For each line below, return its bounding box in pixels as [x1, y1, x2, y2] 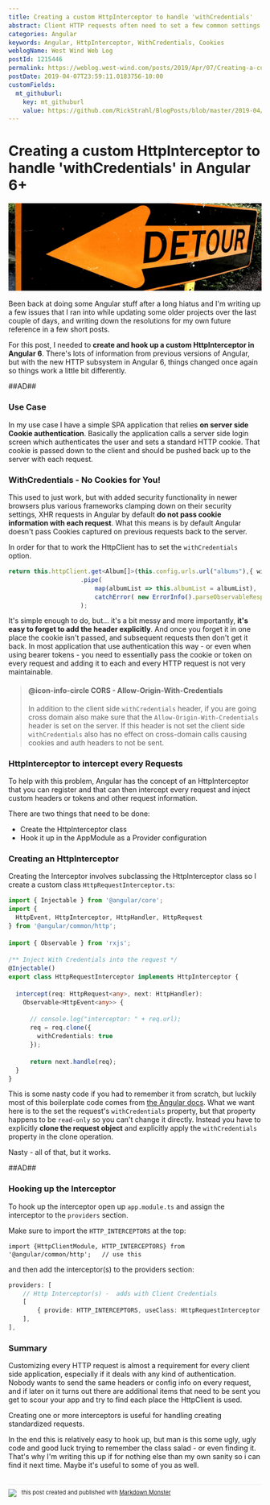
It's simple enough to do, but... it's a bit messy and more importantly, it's [8, 616, 249, 625]
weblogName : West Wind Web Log [8, 47, 113, 56]
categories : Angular [8, 30, 78, 38]
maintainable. [8, 667, 53, 677]
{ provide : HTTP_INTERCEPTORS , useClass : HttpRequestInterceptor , [37, 1306, 264, 1315]
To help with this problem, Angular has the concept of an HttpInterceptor [8, 776, 249, 785]
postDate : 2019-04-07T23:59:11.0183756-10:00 [8, 72, 163, 80]
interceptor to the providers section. [8, 1210, 129, 1219]
